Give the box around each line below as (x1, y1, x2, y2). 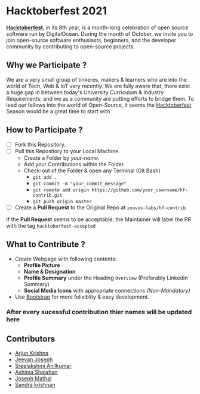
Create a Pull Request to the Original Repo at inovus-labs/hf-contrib (14, 204, 186, 211)
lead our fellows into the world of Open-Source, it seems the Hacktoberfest (6, 101, 192, 108)
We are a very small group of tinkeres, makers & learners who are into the (6, 76, 187, 83)
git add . (32, 174, 57, 180)
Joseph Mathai (14, 375, 52, 382)
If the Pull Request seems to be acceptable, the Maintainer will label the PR (6, 216, 192, 223)
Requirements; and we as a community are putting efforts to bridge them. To (6, 95, 194, 102)
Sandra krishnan (14, 381, 56, 389)
